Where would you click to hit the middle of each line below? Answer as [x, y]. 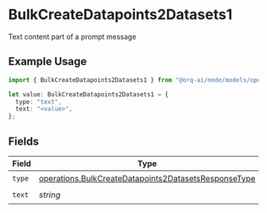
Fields [24, 141]
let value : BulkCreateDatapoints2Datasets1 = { [89, 94]
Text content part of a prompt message [72, 37]
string [50, 195]
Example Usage [48, 62]
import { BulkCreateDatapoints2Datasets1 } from [90, 80]
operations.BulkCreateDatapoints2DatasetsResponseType [147, 179]
